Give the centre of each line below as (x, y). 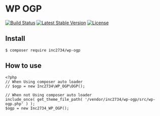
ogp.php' (14, 104)
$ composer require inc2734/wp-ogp (43, 50)
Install (15, 39)
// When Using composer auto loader (44, 82)
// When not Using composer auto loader (49, 95)
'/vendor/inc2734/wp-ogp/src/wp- (120, 99)
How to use (23, 66)
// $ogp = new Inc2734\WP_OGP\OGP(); (45, 86)
